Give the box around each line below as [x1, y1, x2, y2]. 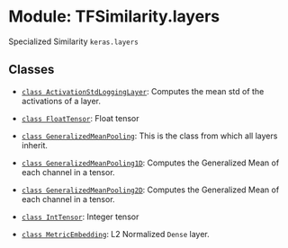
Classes [8, 62, 55, 77]
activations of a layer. [21, 95, 101, 106]
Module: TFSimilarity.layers [8, 6, 220, 27]
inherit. [21, 139, 49, 150]
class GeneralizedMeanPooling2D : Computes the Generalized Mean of [21, 184, 280, 195]
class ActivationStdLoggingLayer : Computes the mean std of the [21, 85, 265, 96]
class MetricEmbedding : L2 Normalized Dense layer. [21, 228, 211, 239]
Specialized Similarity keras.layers [8, 36, 139, 47]
